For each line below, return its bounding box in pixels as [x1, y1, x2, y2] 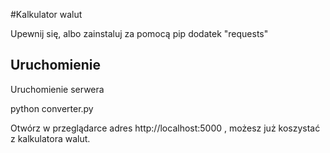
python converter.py [10, 102, 94, 114]
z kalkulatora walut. [10, 132, 91, 144]
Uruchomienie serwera [10, 83, 105, 95]
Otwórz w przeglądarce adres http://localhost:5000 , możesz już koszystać [10, 122, 321, 134]
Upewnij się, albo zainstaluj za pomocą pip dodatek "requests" [10, 28, 269, 39]
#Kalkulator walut [10, 9, 83, 20]
